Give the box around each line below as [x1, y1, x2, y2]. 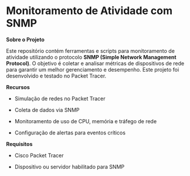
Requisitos [6, 140, 33, 147]
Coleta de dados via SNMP [14, 106, 80, 113]
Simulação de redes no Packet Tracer [14, 95, 106, 102]
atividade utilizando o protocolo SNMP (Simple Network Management [6, 53, 177, 60]
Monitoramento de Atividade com [6, 4, 173, 18]
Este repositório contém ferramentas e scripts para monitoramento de [6, 47, 175, 54]
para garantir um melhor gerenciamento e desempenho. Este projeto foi [6, 66, 179, 73]
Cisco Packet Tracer [14, 151, 64, 159]
